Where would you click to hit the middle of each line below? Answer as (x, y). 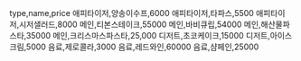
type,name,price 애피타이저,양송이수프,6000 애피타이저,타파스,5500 (132, 13)
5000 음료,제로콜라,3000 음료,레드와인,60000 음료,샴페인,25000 (142, 47)
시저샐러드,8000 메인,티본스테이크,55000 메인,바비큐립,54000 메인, (140, 24)
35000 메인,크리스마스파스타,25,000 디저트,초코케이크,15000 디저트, (148, 35)
